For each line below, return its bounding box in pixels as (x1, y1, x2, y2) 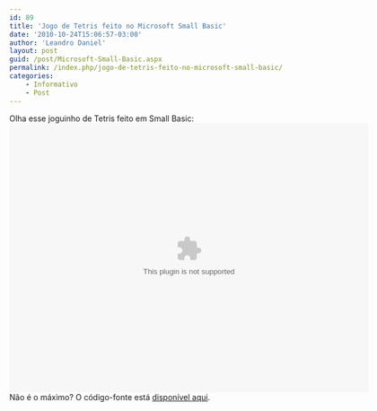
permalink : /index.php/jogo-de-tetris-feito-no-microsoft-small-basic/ (9, 64, 283, 73)
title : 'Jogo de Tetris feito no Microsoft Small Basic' (9, 22, 227, 31)
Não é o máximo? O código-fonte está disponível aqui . (9, 391, 211, 402)
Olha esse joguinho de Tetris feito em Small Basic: (9, 113, 195, 124)
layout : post (9, 47, 58, 56)
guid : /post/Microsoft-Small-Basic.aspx (9, 55, 163, 64)
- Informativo (25, 80, 78, 89)
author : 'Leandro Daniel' (9, 38, 106, 48)
